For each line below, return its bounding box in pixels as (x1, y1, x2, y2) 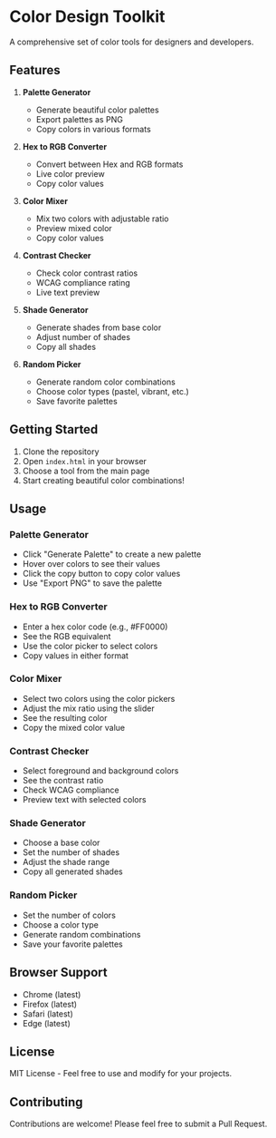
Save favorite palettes (35, 395, 118, 406)
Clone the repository (22, 446, 100, 457)
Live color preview (35, 168, 106, 179)
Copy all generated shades (22, 866, 124, 877)
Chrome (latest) (22, 988, 81, 999)
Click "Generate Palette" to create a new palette (22, 549, 202, 559)
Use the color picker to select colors (22, 640, 158, 651)
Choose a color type (22, 919, 100, 930)
